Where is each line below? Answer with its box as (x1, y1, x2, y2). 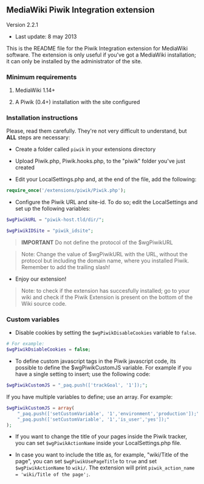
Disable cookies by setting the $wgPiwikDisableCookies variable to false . (15, 329, 197, 337)
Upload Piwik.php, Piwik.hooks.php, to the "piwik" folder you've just (15, 158, 186, 165)
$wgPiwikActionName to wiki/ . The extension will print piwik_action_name (15, 464, 195, 471)
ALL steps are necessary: (6, 134, 70, 141)
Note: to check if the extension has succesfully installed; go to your (21, 287, 190, 295)
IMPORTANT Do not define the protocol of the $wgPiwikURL (21, 239, 173, 246)
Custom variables (6, 315, 59, 323)
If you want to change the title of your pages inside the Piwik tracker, (15, 433, 188, 440)
